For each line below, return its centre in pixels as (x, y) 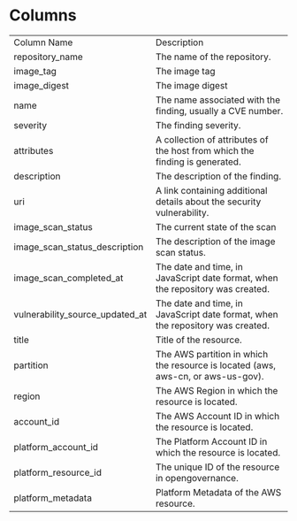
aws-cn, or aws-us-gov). (209, 376)
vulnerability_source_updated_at (80, 314)
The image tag (185, 71)
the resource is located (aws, (216, 365)
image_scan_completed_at (69, 278)
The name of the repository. (213, 57)
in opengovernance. (197, 478)
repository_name (49, 57)
